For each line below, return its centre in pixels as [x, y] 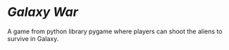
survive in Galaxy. [33, 38]
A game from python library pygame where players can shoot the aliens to [115, 31]
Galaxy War [43, 12]
